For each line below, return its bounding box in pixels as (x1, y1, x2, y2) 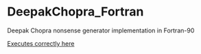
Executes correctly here (7, 39, 75, 47)
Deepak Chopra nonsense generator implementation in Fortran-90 (7, 26, 195, 34)
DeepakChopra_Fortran (7, 4, 144, 20)
